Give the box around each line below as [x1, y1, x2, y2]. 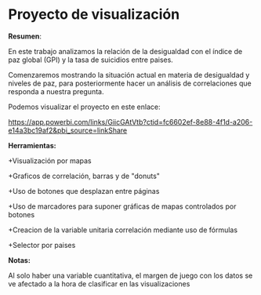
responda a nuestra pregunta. [8, 86, 104, 96]
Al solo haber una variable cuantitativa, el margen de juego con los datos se [8, 271, 253, 280]
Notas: [8, 255, 31, 264]
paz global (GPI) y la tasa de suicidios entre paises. [8, 55, 174, 64]
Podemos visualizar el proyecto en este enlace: [8, 102, 161, 111]
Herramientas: [8, 140, 56, 150]
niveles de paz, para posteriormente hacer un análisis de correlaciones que [8, 78, 252, 88]
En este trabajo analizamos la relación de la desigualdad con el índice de [8, 46, 243, 56]
